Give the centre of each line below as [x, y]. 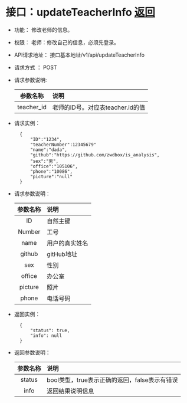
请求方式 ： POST [35, 67]
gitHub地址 [62, 254]
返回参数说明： [32, 352]
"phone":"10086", [51, 171]
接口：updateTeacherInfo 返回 [81, 12]
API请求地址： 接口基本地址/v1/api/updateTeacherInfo [79, 55]
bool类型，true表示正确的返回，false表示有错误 [112, 380]
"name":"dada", [48, 150]
